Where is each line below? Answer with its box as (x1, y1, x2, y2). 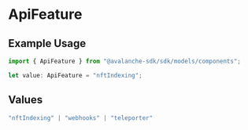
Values (8, 93, 43, 107)
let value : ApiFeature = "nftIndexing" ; (8, 71, 143, 79)
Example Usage (8, 37, 87, 50)
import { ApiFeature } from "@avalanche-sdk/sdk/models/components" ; (8, 57, 242, 65)
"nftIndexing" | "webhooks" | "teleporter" (8, 114, 154, 122)
